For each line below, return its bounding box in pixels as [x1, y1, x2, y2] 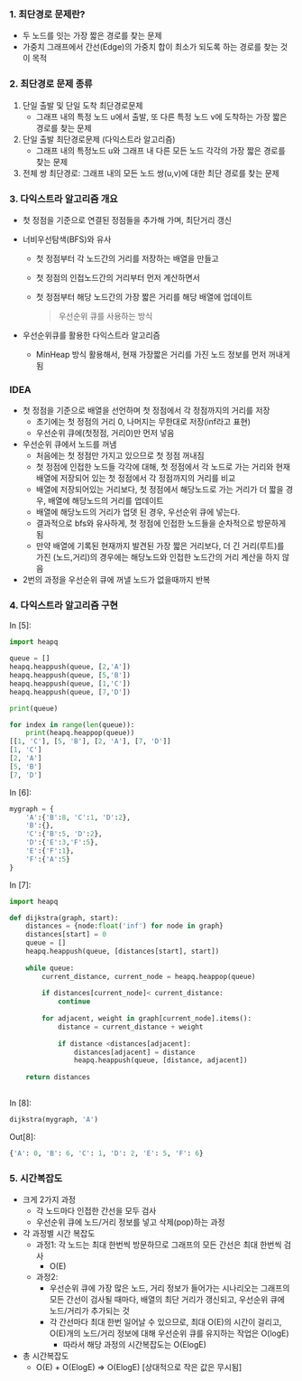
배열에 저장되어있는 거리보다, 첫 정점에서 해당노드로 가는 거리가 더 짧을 [35, 484, 284, 495]
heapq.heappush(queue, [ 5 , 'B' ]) [9, 671, 131, 680]
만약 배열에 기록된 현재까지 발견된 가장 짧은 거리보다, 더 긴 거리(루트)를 [35, 540, 285, 552]
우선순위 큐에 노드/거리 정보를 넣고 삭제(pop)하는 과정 [35, 1217, 225, 1227]
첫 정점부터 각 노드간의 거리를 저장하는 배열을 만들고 [35, 253, 219, 264]
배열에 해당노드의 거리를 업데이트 [48, 495, 164, 507]
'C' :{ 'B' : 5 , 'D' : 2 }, [25, 829, 103, 839]
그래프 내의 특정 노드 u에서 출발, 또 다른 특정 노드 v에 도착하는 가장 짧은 [35, 111, 288, 122]
